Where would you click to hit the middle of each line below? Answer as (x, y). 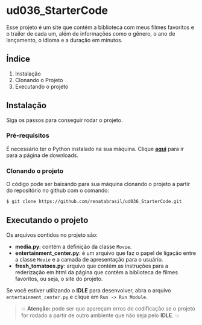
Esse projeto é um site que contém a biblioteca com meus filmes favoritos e (100, 27)
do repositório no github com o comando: (58, 190)
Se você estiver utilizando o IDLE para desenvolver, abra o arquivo (89, 290)
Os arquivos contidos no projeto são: (52, 235)
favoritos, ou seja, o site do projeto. (59, 278)
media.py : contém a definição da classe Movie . (73, 246)
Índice (18, 59)
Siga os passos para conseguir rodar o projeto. (65, 120)
